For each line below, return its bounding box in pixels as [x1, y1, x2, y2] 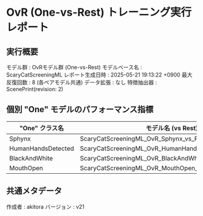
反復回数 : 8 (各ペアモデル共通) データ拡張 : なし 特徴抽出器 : [6, 79, 157, 86]
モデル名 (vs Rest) [146, 124, 198, 132]
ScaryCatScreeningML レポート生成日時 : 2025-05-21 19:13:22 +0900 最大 [6, 71, 193, 78]
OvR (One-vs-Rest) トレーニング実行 [6, 5, 192, 19]
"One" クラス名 [19, 124, 65, 132]
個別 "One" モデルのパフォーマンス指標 [6, 104, 154, 115]
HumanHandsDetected [9, 144, 74, 153]
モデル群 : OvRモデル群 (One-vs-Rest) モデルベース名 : [6, 64, 143, 71]
